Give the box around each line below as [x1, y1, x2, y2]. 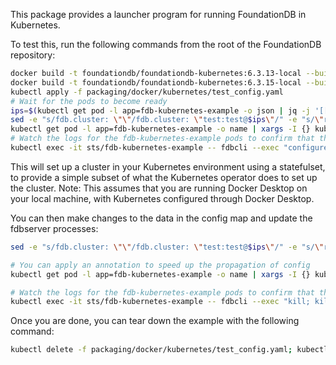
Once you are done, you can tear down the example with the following [10, 315, 300, 327]
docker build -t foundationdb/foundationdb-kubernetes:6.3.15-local [10, 77, 302, 88]
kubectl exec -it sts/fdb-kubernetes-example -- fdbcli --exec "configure [10, 143, 329, 153]
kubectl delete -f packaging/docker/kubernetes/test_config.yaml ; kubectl [10, 345, 329, 355]
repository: [10, 49, 56, 61]
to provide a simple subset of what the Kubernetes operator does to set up [10, 171, 318, 183]
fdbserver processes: [10, 222, 99, 234]
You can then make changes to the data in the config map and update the [10, 212, 313, 224]
